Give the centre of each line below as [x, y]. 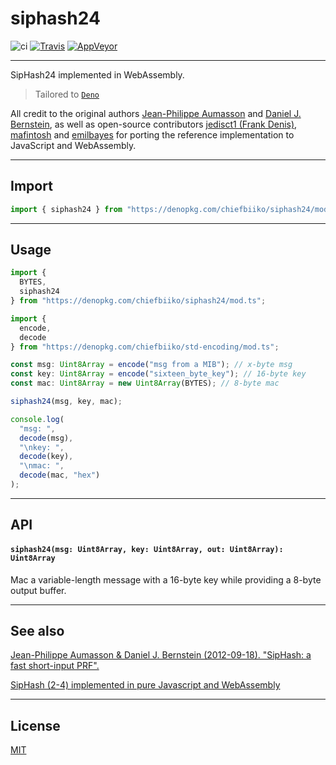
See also [37, 630]
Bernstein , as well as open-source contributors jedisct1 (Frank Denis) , [154, 124]
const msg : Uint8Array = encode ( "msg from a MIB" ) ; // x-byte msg [151, 365]
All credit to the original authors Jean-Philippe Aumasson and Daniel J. [156, 113]
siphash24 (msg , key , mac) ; [66, 402]
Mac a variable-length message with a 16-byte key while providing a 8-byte [166, 579]
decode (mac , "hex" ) [60, 475]
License [35, 725]
